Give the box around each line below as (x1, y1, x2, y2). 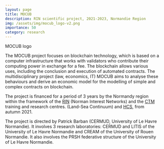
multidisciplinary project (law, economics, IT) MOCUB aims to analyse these (5, 74, 159, 79)
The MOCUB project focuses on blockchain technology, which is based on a (5, 53, 160, 59)
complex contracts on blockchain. (5, 84, 74, 89)
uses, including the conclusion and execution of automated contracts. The (5, 68, 156, 74)
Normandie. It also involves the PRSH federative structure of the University (5, 134, 156, 140)
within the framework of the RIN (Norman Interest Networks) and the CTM (5, 99, 155, 104)
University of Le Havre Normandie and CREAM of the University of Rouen (5, 129, 154, 134)
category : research (5, 30, 45, 35)
